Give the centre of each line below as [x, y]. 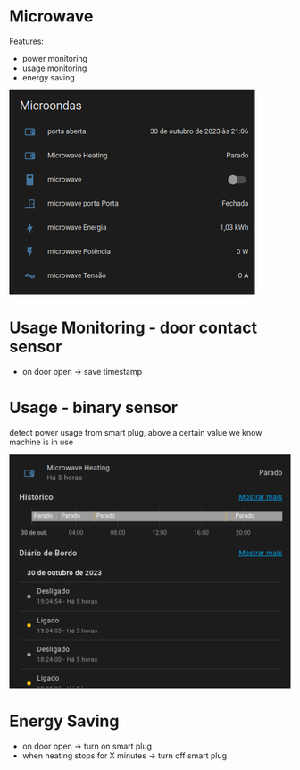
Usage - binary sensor [94, 408]
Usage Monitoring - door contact [133, 328]
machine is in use [42, 442]
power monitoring [54, 58]
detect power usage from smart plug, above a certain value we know [136, 432]
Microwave [51, 17]
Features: [27, 41]
